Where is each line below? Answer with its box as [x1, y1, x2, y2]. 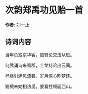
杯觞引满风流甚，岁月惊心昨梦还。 [5, 73, 75, 79]
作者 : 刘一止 [5, 22, 30, 28]
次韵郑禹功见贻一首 [5, 4, 84, 16]
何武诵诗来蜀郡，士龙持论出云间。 [5, 62, 75, 68]
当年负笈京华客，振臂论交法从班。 [5, 51, 75, 57]
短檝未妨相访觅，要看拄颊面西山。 [5, 83, 75, 89]
